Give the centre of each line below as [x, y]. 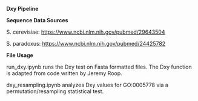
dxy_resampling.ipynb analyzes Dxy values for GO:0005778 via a [87, 85]
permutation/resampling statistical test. [55, 91]
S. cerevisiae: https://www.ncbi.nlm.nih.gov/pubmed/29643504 [86, 32]
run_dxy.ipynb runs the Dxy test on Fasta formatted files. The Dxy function [99, 67]
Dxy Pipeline [22, 9]
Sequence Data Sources [37, 20]
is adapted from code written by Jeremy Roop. [64, 73]
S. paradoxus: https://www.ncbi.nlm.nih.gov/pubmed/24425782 [86, 44]
